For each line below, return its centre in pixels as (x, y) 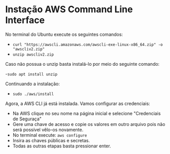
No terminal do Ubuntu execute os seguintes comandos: (64, 34)
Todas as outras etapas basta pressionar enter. (62, 146)
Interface (25, 20)
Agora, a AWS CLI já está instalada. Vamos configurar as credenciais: (78, 104)
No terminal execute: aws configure (50, 135)
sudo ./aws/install (33, 94)
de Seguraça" (27, 119)
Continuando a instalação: (32, 84)
